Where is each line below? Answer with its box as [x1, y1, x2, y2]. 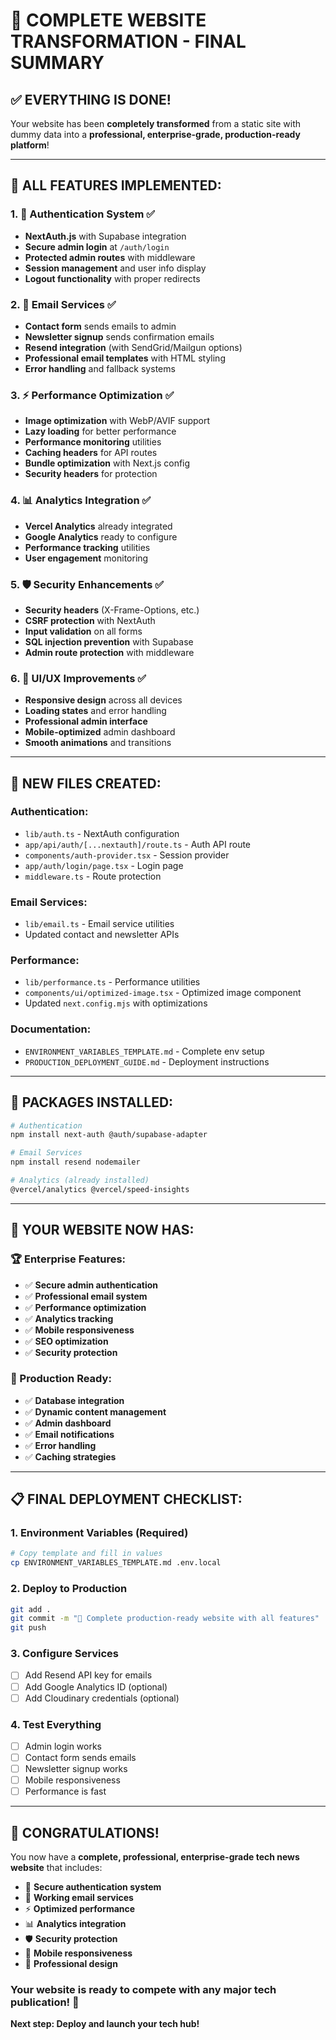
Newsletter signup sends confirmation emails [24, 330, 215, 343]
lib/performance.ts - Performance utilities [24, 976, 201, 988]
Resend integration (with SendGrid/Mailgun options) [24, 341, 243, 353]
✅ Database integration [24, 1394, 125, 1406]
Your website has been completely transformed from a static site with [10, 118, 302, 129]
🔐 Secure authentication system [24, 1881, 162, 1893]
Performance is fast [24, 1785, 107, 1798]
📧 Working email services [24, 1892, 134, 1904]
